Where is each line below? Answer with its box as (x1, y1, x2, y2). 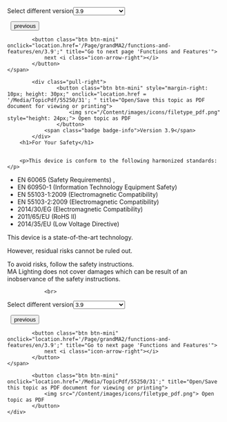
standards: (186, 157, 217, 164)
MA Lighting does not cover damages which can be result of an (7, 267, 188, 276)
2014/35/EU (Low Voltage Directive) (17, 220, 119, 228)
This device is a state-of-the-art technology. (7, 234, 133, 241)
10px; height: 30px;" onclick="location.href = (7, 91, 147, 98)
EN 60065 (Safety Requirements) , (17, 176, 115, 184)
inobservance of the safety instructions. (7, 275, 121, 283)
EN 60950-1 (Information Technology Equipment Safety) (17, 183, 177, 191)
